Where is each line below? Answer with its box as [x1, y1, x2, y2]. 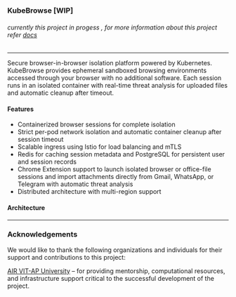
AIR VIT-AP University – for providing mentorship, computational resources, [7, 266, 226, 275]
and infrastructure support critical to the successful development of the [7, 274, 214, 282]
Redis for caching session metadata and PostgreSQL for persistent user [17, 150, 225, 159]
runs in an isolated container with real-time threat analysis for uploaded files [7, 81, 228, 90]
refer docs [7, 30, 37, 39]
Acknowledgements [7, 230, 78, 239]
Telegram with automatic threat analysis [17, 180, 133, 188]
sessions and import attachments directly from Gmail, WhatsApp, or [17, 173, 214, 181]
